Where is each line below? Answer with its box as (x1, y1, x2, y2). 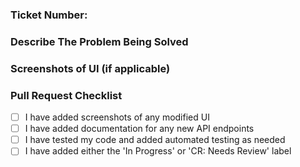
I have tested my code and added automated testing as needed (24, 134, 286, 146)
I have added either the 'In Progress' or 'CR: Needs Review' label (24, 145, 292, 157)
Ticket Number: (10, 8, 88, 22)
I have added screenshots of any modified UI (24, 111, 210, 123)
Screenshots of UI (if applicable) (10, 61, 171, 75)
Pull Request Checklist (10, 88, 123, 102)
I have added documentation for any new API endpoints (24, 123, 255, 135)
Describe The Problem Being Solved (10, 34, 189, 48)
